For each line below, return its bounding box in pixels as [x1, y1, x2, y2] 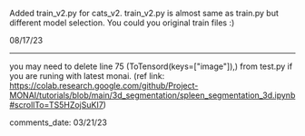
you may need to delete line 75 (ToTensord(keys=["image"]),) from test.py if [9, 61, 293, 72]
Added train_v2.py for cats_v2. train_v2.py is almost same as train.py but [9, 8, 280, 18]
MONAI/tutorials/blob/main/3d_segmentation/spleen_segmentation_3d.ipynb [9, 90, 296, 101]
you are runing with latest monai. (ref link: [9, 71, 165, 81]
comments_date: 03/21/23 [9, 117, 107, 128]
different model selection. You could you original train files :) [9, 17, 235, 28]
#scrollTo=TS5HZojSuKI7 [9, 100, 104, 110]
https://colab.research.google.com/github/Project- [9, 81, 199, 91]
